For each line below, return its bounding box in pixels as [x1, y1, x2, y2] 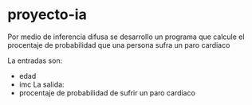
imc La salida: [18, 80, 65, 89]
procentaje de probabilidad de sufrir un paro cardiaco [18, 87, 196, 97]
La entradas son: [7, 56, 63, 65]
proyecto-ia [7, 6, 87, 24]
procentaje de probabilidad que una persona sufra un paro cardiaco [7, 40, 230, 49]
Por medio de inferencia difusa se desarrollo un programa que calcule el [7, 32, 245, 41]
